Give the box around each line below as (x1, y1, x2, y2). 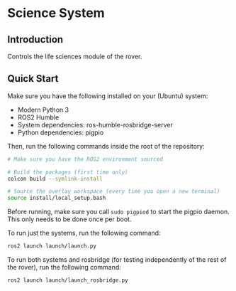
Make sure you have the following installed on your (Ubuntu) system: (7, 91, 208, 100)
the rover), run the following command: (7, 263, 122, 272)
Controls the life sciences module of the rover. (7, 52, 142, 60)
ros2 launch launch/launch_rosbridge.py (7, 277, 129, 284)
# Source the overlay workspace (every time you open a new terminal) (7, 188, 220, 195)
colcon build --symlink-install (7, 175, 103, 182)
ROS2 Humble (17, 112, 60, 122)
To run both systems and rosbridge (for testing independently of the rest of (7, 255, 227, 264)
